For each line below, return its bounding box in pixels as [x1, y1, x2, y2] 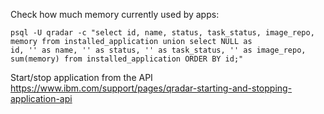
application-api [10, 93, 73, 104]
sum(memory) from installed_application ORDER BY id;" [10, 54, 244, 64]
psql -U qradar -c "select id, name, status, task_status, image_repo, [10, 28, 315, 38]
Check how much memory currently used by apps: [10, 9, 220, 20]
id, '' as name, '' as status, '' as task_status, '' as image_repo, [10, 45, 307, 55]
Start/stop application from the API [10, 72, 153, 83]
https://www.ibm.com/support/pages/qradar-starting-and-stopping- [10, 82, 293, 94]
